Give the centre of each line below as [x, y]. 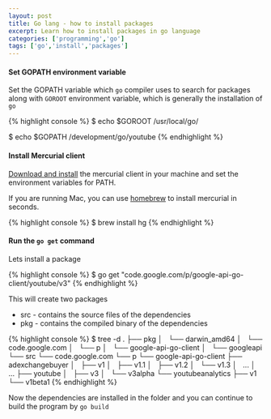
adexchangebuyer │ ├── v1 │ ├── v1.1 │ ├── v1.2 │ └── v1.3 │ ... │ [132, 365]
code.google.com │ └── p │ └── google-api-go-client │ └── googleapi [135, 347]
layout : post [30, 16]
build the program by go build [59, 406]
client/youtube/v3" [40, 283]
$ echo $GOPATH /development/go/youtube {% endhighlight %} [116, 137]
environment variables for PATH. [62, 182]
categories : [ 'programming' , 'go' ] [67, 38]
